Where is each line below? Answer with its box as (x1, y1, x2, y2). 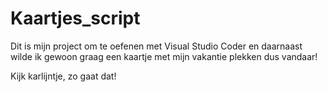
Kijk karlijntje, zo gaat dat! (10, 70, 117, 82)
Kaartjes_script (10, 7, 141, 30)
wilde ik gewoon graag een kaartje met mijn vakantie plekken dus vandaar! (10, 50, 318, 62)
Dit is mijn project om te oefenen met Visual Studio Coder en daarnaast (10, 40, 303, 52)
